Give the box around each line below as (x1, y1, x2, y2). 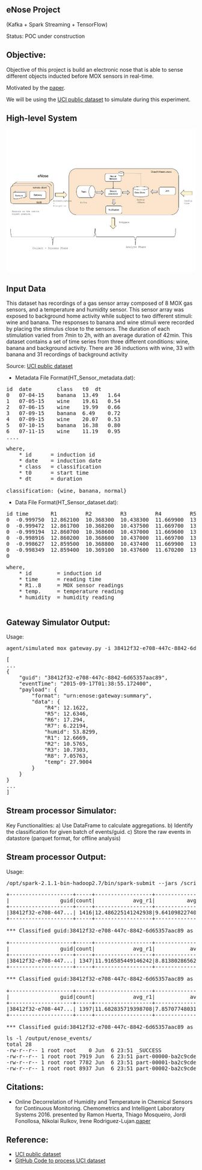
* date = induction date (19, 457, 102, 465)
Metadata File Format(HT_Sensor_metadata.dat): (14, 374, 135, 381)
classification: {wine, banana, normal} (6, 487, 127, 495)
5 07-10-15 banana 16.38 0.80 (6, 422, 121, 429)
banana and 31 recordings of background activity (6, 351, 128, 358)
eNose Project (6, 5, 61, 15)
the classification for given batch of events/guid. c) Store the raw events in (6, 828, 191, 835)
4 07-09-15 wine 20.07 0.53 (6, 416, 121, 423)
